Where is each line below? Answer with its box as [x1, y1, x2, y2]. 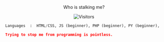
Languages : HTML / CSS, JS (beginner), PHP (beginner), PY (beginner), [5, 23, 160, 28]
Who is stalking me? [63, 4, 105, 10]
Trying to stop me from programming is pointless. [5, 32, 113, 37]
